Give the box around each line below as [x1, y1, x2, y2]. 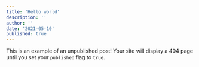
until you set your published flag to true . [6, 54, 106, 61]
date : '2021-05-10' [6, 25, 55, 32]
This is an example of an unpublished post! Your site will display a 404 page [6, 47, 194, 54]
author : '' [6, 20, 33, 26]
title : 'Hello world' [6, 8, 60, 15]
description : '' [6, 14, 47, 20]
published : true [6, 31, 47, 37]
